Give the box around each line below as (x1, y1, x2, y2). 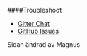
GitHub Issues (17, 27, 59, 35)
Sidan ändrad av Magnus (7, 41, 80, 48)
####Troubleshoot (7, 6, 62, 14)
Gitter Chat (17, 20, 50, 27)
